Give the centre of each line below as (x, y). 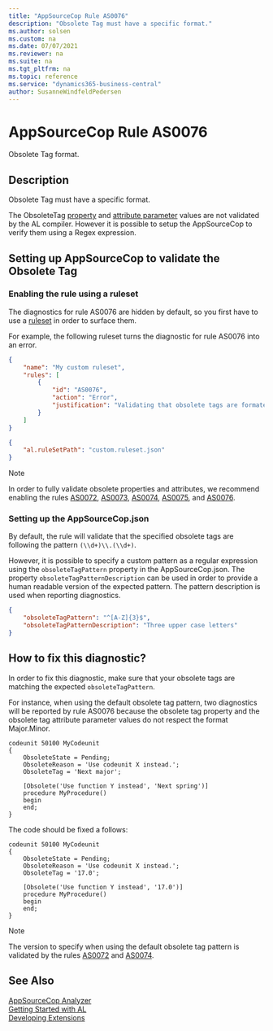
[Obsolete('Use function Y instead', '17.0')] (103, 887)
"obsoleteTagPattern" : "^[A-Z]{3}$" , (87, 618)
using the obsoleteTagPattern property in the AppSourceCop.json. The (127, 570)
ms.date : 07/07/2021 (43, 46)
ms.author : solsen (39, 31)
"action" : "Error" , (84, 398)
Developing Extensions (47, 1017)
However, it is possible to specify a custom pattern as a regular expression (133, 561)
